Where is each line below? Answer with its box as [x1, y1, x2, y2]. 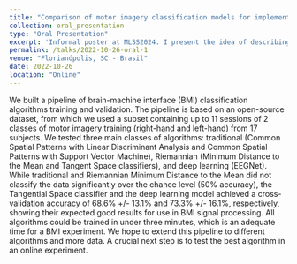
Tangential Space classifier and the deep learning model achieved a [9, 188, 256, 199]
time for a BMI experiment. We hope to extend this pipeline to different [9, 226, 265, 237]
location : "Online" [9, 71, 81, 79]
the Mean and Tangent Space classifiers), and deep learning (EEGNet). [9, 160, 268, 170]
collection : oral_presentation [9, 21, 125, 30]
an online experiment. [9, 245, 88, 255]
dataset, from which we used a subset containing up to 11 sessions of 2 [9, 113, 269, 124]
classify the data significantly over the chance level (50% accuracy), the [9, 178, 272, 190]
